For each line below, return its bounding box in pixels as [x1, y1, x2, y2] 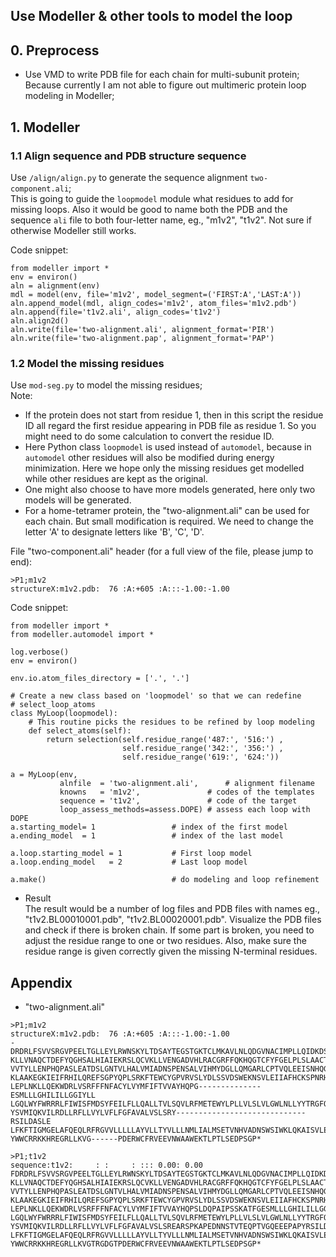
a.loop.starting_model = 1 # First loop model [10, 849, 253, 859]
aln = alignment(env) [10, 280, 101, 291]
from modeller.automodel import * [10, 630, 155, 640]
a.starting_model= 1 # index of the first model [10, 822, 288, 833]
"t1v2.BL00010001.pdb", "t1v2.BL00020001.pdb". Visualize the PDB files [24, 914, 322, 926]
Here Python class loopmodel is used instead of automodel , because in [24, 441, 312, 453]
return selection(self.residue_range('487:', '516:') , [46, 735, 284, 745]
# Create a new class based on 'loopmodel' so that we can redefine [10, 691, 302, 701]
